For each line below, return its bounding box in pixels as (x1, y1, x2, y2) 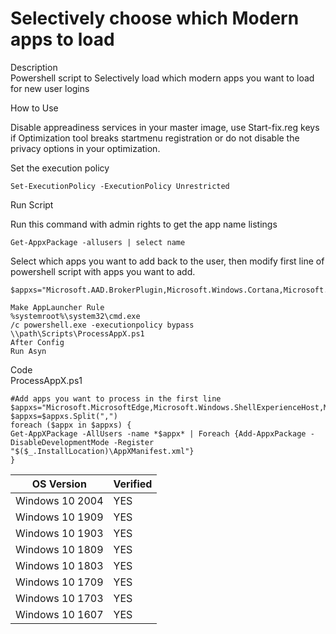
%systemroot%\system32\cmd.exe (10, 311, 141, 321)
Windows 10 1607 (15, 607, 104, 621)
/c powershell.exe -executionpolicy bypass (10, 320, 195, 330)
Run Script (10, 198, 54, 211)
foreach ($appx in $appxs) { (10, 420, 132, 430)
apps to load (10, 28, 115, 51)
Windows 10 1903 (15, 526, 104, 540)
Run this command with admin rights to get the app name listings (10, 218, 278, 230)
